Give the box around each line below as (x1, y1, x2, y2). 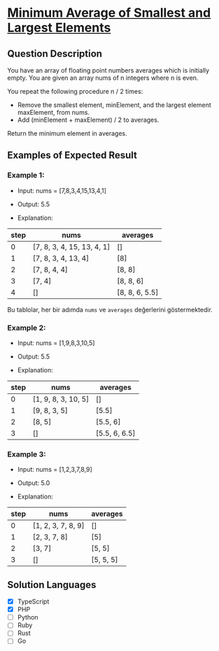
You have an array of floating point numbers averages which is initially (7, 66, 210, 74)
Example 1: (7, 170, 45, 180)
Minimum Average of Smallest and (7, 5, 211, 21)
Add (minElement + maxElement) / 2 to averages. (17, 115, 160, 124)
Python (17, 613, 38, 622)
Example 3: (7, 449, 47, 459)
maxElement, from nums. (17, 108, 90, 116)
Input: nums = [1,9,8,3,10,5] (17, 338, 95, 347)
